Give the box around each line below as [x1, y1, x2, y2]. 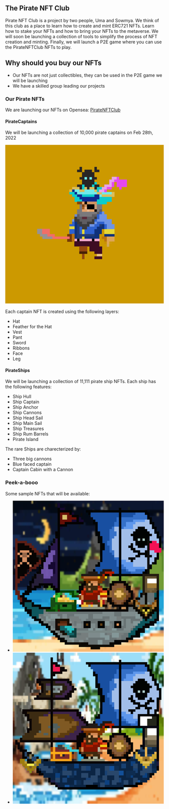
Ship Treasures [12, 425, 44, 432]
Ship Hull [12, 394, 32, 400]
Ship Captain [12, 399, 39, 405]
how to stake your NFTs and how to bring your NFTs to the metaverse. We [5, 28, 158, 34]
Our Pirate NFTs [5, 95, 45, 102]
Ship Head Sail [12, 415, 43, 421]
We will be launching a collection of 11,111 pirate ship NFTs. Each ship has [5, 379, 156, 385]
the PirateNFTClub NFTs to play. [5, 44, 72, 50]
